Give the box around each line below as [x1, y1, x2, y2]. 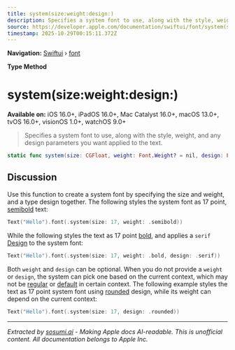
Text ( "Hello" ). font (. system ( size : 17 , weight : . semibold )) [7, 218, 183, 225]
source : [7, 23, 30, 30]
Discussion [7, 171, 57, 183]
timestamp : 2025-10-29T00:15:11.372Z [7, 29, 117, 37]
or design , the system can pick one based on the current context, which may [7, 272, 228, 281]
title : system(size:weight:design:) [7, 10, 114, 17]
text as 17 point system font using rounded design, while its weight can [7, 287, 211, 295]
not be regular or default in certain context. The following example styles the [7, 279, 228, 288]
